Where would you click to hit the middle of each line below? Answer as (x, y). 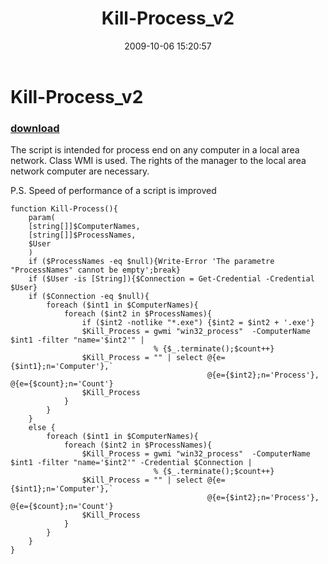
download (35, 128)
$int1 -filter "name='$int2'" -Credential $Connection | (131, 463)
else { (42, 428)
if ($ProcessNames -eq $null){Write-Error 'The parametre (151, 262)
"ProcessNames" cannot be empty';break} (96, 270)
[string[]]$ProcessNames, (82, 235)
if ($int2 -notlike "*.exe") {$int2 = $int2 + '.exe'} (198, 323)
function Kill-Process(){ (64, 209)
